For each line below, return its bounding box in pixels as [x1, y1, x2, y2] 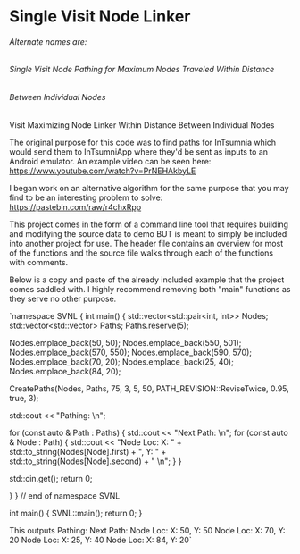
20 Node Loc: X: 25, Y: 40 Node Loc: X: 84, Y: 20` [9, 534, 192, 545]
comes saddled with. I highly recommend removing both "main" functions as [9, 283, 291, 294]
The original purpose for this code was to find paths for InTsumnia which [9, 137, 277, 147]
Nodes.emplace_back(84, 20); [9, 365, 121, 376]
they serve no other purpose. [9, 293, 117, 304]
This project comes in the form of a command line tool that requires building [9, 219, 288, 230]
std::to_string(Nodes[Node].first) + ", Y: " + [9, 446, 167, 457]
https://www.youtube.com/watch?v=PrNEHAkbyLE [9, 165, 196, 176]
